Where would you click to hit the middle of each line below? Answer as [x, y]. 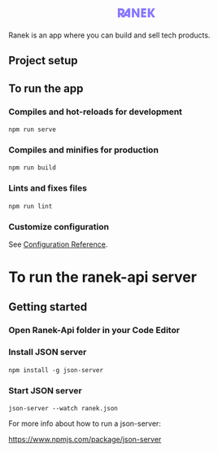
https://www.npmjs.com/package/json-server [85, 439]
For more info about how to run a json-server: [85, 423]
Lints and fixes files [48, 188]
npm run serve [33, 129]
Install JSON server [48, 352]
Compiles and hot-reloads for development [96, 112]
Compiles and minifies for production [83, 150]
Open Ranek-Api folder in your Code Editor [94, 331]
